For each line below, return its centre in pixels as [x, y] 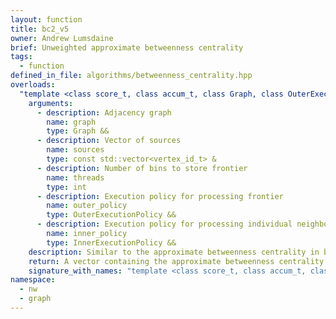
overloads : [33, 85]
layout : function [46, 19]
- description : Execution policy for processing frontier [160, 196]
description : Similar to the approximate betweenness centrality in [174, 252]
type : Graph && [78, 131]
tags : [21, 57]
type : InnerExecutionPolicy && [111, 242]
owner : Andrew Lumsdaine [62, 38]
